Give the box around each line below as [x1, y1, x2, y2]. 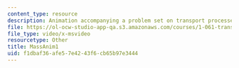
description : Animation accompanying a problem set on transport [7, 17, 205, 24]
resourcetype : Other [7, 37, 69, 44]
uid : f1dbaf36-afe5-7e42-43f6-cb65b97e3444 [7, 50, 139, 57]
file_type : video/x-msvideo [7, 30, 91, 38]
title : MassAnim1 [7, 43, 59, 50]
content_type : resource [7, 10, 78, 18]
